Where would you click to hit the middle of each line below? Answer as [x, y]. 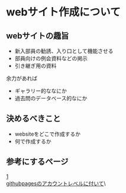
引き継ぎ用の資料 [35, 66]
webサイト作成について [63, 12]
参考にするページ [37, 162]
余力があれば [22, 78]
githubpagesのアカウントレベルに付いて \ [56, 183]
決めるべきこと [33, 119]
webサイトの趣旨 [38, 36]
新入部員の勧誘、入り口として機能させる [64, 51]
